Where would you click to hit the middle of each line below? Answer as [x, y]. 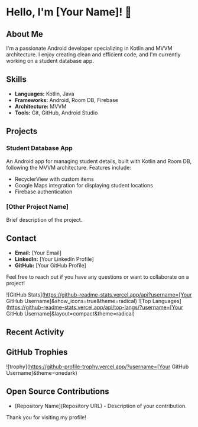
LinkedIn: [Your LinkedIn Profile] [54, 259]
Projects [22, 131]
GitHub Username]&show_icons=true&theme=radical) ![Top [79, 301]
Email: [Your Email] [38, 253]
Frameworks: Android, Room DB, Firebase [66, 100]
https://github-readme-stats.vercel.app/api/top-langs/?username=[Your [95, 307]
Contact [21, 239]
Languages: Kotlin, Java [45, 94]
